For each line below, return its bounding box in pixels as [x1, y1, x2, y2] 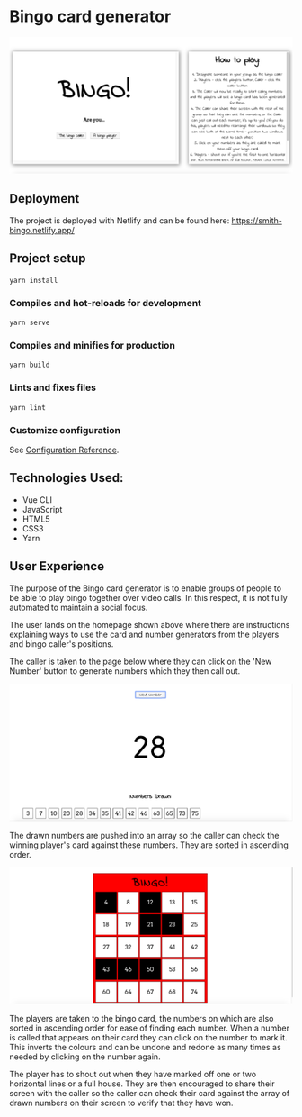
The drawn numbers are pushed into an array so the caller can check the [9, 831, 280, 841]
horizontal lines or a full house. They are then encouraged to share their [9, 1078, 275, 1089]
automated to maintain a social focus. [9, 602, 148, 613]
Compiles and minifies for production [9, 339, 175, 351]
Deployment [9, 191, 80, 206]
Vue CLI [22, 494, 52, 505]
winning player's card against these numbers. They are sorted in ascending [9, 840, 289, 850]
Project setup [9, 250, 87, 267]
